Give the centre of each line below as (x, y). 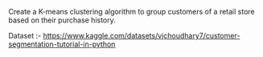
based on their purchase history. (62, 20)
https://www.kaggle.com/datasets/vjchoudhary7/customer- (142, 36)
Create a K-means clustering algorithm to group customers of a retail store (131, 12)
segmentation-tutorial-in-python (62, 44)
